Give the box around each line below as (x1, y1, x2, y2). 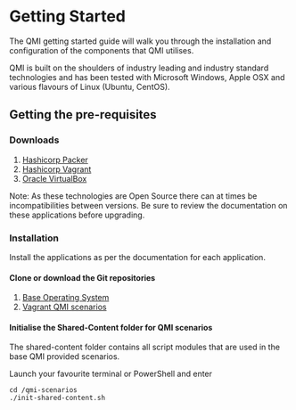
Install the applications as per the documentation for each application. (9, 251, 266, 262)
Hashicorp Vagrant (21, 163, 92, 175)
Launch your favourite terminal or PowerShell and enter (9, 368, 212, 380)
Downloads (9, 134, 60, 146)
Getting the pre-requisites (9, 107, 158, 122)
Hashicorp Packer (21, 154, 89, 165)
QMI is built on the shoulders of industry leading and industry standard (9, 62, 269, 73)
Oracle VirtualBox (21, 173, 87, 184)
